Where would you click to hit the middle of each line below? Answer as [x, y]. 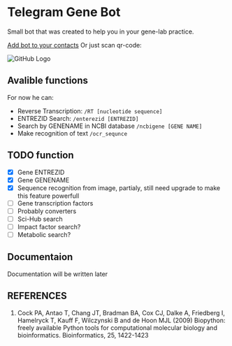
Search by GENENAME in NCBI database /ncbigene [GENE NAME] [110, 126]
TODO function [41, 156]
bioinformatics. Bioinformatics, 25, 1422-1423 [83, 335]
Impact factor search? [49, 226]
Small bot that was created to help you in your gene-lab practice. [101, 31]
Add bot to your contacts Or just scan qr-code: [74, 45]
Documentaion [40, 257]
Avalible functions [48, 81]
